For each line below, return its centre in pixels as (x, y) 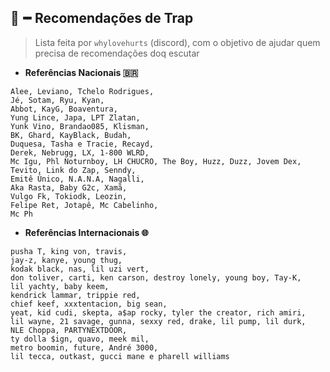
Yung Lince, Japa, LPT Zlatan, (75, 117)
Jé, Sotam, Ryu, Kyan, (57, 100)
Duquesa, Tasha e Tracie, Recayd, (82, 144)
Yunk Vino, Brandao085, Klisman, (80, 126)
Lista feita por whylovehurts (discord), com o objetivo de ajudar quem (177, 42)
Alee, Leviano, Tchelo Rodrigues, (82, 91)
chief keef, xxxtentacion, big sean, (89, 304)
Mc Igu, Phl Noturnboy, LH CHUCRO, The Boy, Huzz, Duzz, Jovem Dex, (156, 161)
